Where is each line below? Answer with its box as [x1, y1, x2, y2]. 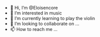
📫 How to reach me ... [10, 26, 58, 32]
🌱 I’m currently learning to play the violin [10, 15, 95, 21]
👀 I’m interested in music [10, 10, 62, 16]
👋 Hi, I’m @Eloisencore [10, 5, 58, 10]
